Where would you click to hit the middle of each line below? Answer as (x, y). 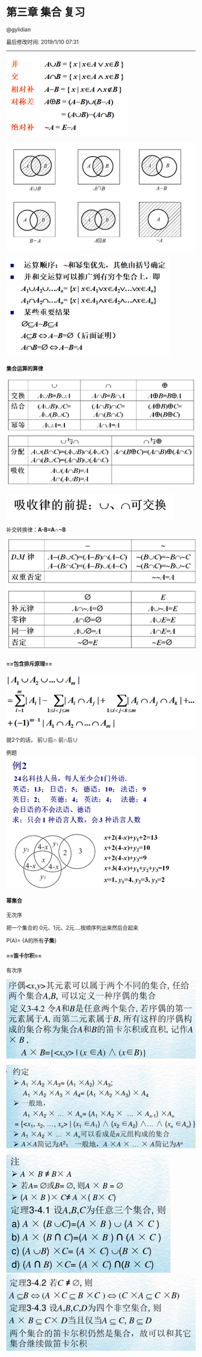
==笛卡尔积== (24, 955)
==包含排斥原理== (29, 663)
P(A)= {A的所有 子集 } (32, 941)
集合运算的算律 (25, 368)
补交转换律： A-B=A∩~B (36, 530)
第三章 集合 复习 (46, 12)
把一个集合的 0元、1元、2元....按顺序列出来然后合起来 (72, 928)
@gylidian (19, 29)
